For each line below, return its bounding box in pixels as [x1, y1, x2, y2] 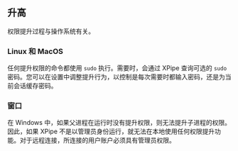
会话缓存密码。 [13, 82, 58, 90]
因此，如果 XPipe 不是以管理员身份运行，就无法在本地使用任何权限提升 [7, 127, 215, 136]
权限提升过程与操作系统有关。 [7, 27, 94, 35]
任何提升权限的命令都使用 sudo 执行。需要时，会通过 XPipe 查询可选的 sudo [7, 64, 227, 72]
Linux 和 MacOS [7, 46, 64, 56]
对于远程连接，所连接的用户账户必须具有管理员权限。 [19, 136, 175, 145]
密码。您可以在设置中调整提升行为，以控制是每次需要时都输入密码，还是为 [7, 73, 225, 82]
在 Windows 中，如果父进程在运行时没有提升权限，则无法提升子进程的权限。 [7, 118, 231, 127]
